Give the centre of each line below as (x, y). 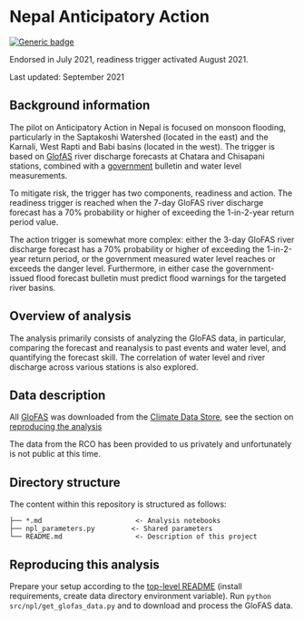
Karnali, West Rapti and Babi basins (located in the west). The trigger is (142, 146)
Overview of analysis (70, 316)
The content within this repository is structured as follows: (118, 504)
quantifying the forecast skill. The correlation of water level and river (137, 357)
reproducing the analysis (56, 427)
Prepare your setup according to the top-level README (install (126, 586)
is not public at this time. (55, 454)
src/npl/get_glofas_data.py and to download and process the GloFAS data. (151, 605)
